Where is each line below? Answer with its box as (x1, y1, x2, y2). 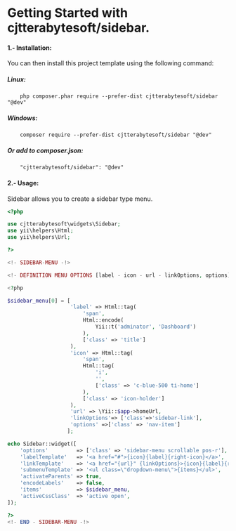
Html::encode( (82, 317, 124, 324)
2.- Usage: (7, 178, 39, 187)
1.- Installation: (7, 44, 53, 52)
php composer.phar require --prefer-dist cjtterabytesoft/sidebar (20, 93, 218, 100)
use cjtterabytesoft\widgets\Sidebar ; (7, 221, 121, 228)
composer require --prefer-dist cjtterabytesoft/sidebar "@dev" (20, 131, 212, 138)
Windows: (7, 114, 38, 122)
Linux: (7, 75, 26, 84)
